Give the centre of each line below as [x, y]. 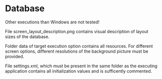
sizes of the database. [27, 37]
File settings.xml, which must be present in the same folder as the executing [81, 66]
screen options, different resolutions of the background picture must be [77, 51]
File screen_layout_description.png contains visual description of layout [77, 31]
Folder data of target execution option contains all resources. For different [79, 46]
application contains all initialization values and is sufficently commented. [79, 71]
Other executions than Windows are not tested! [52, 22]
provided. [15, 56]
